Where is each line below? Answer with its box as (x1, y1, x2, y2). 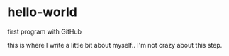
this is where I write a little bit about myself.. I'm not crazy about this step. (7, 41, 223, 49)
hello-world (7, 4, 78, 20)
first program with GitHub (7, 27, 82, 36)
